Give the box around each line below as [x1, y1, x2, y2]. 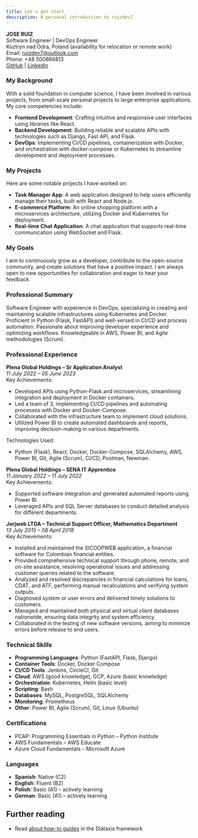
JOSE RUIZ [6, 30, 34, 37]
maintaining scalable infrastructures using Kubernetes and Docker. [6, 310, 168, 317]
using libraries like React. [14, 120, 76, 127]
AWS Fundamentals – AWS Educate [14, 739, 101, 746]
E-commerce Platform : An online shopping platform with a [14, 204, 158, 211]
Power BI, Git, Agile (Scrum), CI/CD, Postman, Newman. [14, 454, 150, 462]
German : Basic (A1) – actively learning [14, 792, 108, 799]
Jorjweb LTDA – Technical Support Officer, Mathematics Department [6, 520, 178, 527]
